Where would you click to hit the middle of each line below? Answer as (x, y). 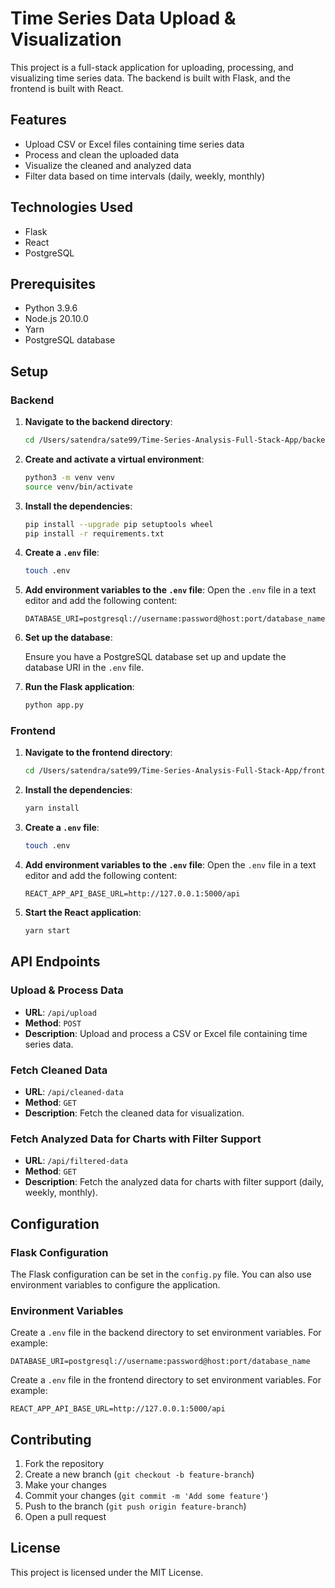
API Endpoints (55, 962)
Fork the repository (64, 1464)
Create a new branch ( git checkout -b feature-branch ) (139, 1474)
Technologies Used (71, 207)
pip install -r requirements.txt (94, 533)
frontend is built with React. (67, 88)
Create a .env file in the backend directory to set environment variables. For (166, 1333)
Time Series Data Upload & (123, 18)
